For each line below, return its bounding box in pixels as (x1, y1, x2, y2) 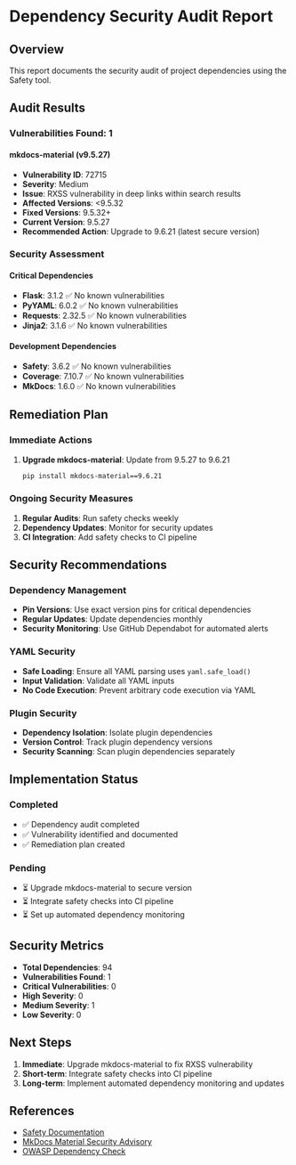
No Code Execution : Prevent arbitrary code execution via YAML (21, 684, 256, 696)
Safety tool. (9, 75, 52, 86)
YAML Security (9, 646, 76, 658)
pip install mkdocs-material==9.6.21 (21, 471, 163, 480)
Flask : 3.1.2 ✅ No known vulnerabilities (21, 289, 165, 300)
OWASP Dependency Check (21, 1146, 126, 1157)
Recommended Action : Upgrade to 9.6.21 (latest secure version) (21, 225, 260, 237)
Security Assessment (9, 248, 105, 260)
